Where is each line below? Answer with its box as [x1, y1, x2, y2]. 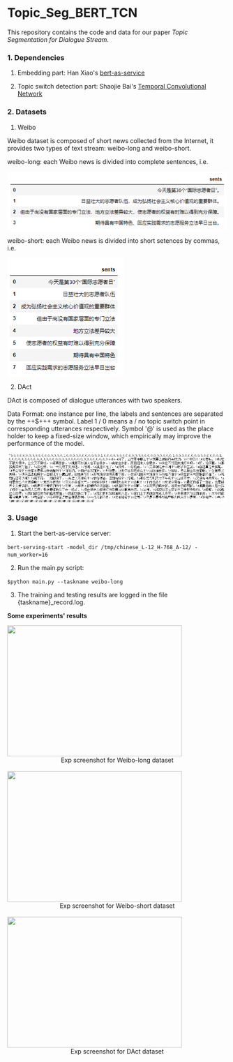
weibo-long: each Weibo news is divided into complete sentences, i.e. [7, 157, 209, 165]
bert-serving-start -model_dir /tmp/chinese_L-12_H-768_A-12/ [7, 544, 192, 551]
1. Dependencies [7, 52, 65, 62]
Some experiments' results [7, 611, 87, 620]
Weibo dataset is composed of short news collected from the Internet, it [7, 136, 214, 144]
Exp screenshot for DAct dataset [70, 1047, 164, 1055]
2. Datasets [7, 107, 47, 117]
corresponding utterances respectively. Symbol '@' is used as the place [7, 424, 214, 433]
